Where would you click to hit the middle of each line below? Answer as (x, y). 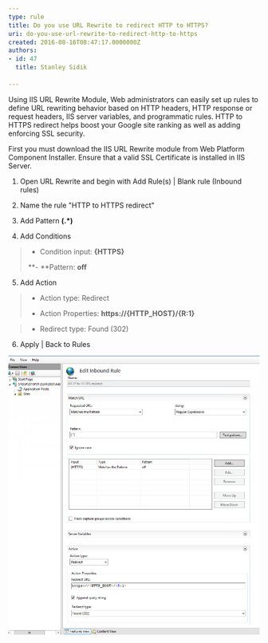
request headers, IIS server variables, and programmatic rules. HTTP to (126, 116)
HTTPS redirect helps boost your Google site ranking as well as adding (124, 124)
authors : (23, 51)
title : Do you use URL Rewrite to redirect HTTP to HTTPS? (108, 25)
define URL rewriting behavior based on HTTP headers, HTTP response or (130, 108)
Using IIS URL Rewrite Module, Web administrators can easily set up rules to (134, 99)
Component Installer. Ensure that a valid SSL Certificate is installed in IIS (127, 157)
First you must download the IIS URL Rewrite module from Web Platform (126, 148)
